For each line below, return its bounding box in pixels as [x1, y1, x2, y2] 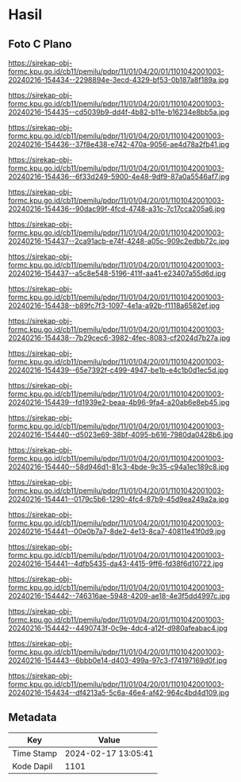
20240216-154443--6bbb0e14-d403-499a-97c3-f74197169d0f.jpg [8, 656, 228, 665]
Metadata [8, 711, 57, 724]
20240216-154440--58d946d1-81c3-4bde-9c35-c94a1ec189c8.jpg [8, 462, 230, 472]
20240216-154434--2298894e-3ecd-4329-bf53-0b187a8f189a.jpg [8, 75, 229, 84]
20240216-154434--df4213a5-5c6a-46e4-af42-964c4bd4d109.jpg [8, 688, 230, 697]
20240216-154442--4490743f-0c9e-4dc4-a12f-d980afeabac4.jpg [8, 623, 228, 633]
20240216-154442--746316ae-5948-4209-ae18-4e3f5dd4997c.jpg [8, 591, 230, 600]
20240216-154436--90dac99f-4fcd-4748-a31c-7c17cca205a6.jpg [8, 204, 226, 214]
